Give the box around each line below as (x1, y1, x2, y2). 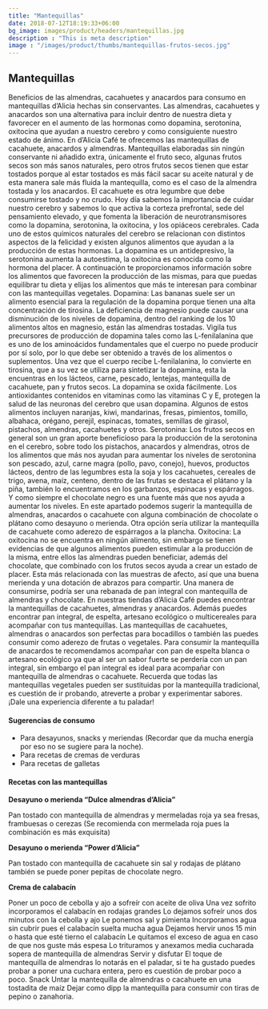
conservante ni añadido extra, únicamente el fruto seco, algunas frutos (8, 151, 242, 161)
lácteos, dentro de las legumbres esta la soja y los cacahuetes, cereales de (8, 466, 256, 477)
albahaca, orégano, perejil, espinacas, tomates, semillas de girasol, (8, 416, 230, 426)
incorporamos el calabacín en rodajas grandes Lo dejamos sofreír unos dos (8, 906, 258, 916)
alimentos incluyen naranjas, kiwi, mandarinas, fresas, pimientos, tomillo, (8, 407, 248, 417)
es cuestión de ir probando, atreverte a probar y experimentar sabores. (8, 688, 242, 698)
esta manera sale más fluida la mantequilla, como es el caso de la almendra (8, 177, 258, 187)
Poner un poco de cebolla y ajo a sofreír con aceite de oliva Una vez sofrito (8, 898, 257, 908)
